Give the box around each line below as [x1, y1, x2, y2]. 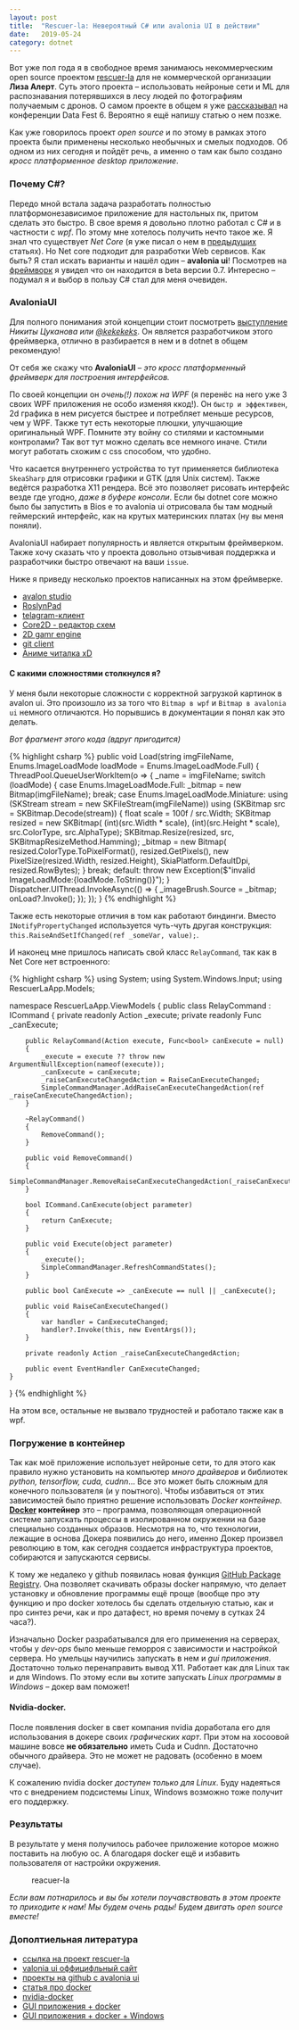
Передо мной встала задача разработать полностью [9, 198, 212, 209]
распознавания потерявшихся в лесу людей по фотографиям [9, 91, 243, 102]
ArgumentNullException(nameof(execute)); [9, 1060, 166, 1069]
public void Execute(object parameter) [25, 1239, 174, 1249]
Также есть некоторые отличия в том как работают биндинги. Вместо [9, 911, 277, 922]
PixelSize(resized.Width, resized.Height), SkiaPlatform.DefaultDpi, [9, 856, 251, 866]
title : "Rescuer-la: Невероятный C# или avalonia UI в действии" [9, 21, 261, 30]
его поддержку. [9, 1795, 69, 1807]
